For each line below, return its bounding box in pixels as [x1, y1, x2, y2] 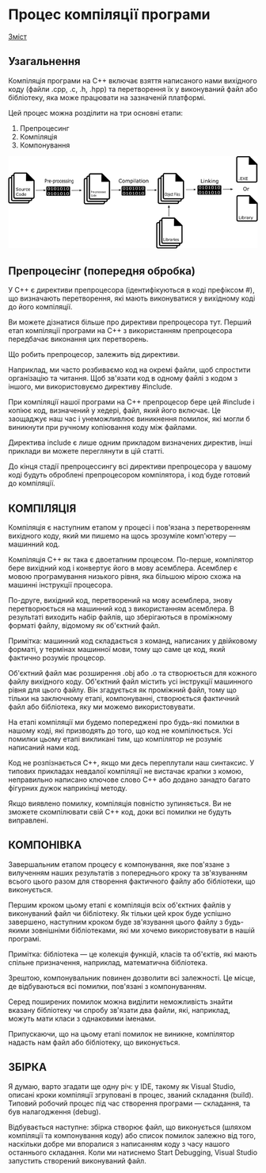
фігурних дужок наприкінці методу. [8, 784, 128, 792]
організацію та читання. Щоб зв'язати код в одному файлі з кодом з [8, 374, 238, 383]
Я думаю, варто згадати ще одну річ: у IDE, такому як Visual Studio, [8, 1081, 236, 1091]
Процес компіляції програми [8, 6, 211, 24]
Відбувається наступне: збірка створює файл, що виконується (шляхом [8, 1122, 252, 1132]
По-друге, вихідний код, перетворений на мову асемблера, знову [8, 596, 233, 604]
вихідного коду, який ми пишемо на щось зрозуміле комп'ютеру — [8, 531, 236, 540]
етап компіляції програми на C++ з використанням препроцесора [8, 326, 233, 335]
